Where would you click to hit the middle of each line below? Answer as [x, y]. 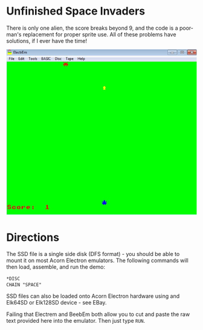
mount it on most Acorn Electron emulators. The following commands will [97, 261]
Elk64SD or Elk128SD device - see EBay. [56, 303]
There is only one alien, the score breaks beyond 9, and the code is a [92, 28]
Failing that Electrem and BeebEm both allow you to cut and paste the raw [98, 314]
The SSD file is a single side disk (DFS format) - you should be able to [93, 254]
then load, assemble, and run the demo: [56, 267]
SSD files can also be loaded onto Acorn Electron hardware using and [93, 296]
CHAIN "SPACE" [24, 285]
